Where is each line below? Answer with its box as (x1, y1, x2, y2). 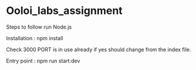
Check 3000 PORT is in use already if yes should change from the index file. (6, 45, 191, 53)
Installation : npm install (6, 34, 64, 41)
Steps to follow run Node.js (6, 23, 72, 30)
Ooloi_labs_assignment (6, 4, 123, 17)
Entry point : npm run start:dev (6, 57, 81, 64)
